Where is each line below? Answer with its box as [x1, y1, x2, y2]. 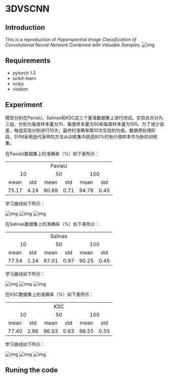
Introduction [5, 23, 45, 32]
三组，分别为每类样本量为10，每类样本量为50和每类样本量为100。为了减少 [5, 121, 160, 127]
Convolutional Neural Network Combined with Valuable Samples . [5, 42, 141, 48]
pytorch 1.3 [12, 70, 36, 76]
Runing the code [5, 366, 58, 374]
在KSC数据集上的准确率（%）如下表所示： [5, 291, 94, 297]
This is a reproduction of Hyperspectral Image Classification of [5, 36, 137, 42]
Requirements [5, 57, 50, 65]
